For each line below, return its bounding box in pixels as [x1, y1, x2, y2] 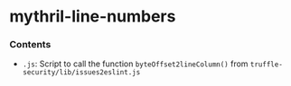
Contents [9, 39, 52, 51]
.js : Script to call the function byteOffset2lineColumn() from [22, 58, 249, 69]
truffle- [249, 60, 283, 69]
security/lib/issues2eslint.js [22, 68, 141, 77]
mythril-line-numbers [9, 6, 176, 27]
